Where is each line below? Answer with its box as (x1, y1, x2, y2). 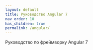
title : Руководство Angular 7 (5, 12, 68, 17)
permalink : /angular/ (5, 26, 50, 31)
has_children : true (5, 21, 46, 26)
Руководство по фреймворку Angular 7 (5, 39, 88, 45)
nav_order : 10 (5, 16, 35, 21)
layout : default (5, 7, 39, 12)
